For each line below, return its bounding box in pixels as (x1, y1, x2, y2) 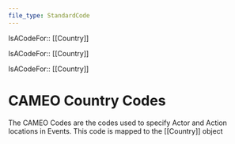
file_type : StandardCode (8, 11, 90, 20)
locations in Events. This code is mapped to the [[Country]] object (8, 126, 223, 135)
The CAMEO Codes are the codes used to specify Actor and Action (8, 118, 228, 127)
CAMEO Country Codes (8, 92, 166, 109)
